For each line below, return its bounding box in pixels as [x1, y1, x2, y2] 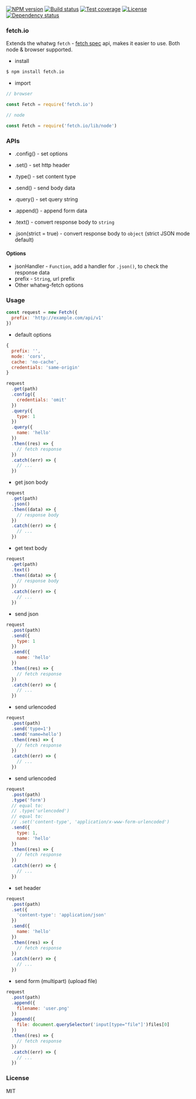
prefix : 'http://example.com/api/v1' [11, 315, 104, 321]
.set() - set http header [14, 161, 70, 168]
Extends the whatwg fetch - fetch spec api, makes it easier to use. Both [6, 40, 180, 47]
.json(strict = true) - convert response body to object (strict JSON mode [14, 230, 190, 237]
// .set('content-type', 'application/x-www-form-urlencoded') [11, 819, 170, 825]
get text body [14, 544, 48, 552]
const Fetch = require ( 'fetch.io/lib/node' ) [6, 122, 117, 129]
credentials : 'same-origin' [11, 364, 81, 370]
